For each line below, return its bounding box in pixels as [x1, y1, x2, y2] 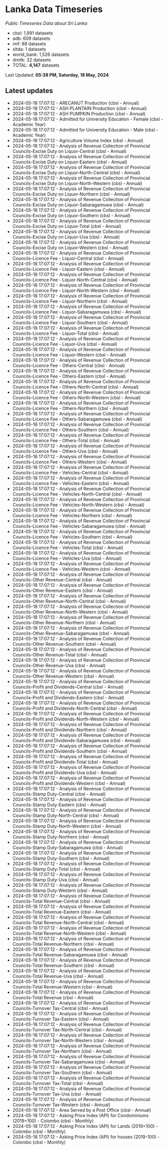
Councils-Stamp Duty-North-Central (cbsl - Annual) [12, 812, 119, 818]
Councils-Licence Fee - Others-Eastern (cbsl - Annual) [12, 373, 126, 379]
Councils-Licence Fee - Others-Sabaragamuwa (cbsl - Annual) [12, 416, 142, 422]
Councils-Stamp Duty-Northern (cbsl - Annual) [12, 833, 109, 840]
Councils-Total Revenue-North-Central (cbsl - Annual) [12, 919, 124, 926]
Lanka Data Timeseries [5, 4, 103, 15]
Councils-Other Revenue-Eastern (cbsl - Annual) [12, 587, 113, 593]
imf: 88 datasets [12, 40, 47, 46]
